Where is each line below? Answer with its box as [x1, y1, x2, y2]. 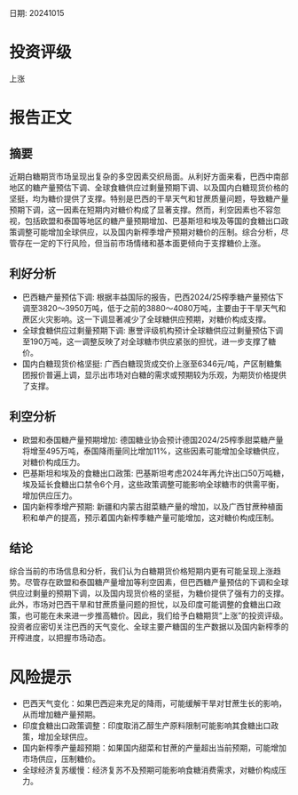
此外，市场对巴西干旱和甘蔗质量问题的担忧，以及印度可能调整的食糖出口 [9, 599, 273, 610]
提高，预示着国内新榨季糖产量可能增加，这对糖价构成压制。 [60, 512, 279, 523]
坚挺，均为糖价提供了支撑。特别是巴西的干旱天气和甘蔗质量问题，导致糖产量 [9, 193, 289, 204]
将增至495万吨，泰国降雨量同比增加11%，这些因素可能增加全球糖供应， [21, 446, 284, 456]
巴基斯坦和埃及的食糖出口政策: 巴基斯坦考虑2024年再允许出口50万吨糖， [21, 468, 289, 478]
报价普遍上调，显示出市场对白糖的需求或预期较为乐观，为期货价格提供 [29, 369, 286, 380]
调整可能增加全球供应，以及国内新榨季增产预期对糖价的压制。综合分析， [16, 226, 281, 237]
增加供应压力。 [21, 490, 77, 501]
